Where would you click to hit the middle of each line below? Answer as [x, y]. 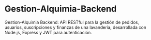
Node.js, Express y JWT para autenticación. [48, 32]
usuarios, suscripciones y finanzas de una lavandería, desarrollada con [75, 27]
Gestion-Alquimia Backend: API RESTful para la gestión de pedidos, [72, 22]
